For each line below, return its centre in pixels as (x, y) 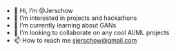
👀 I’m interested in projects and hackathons (75, 18)
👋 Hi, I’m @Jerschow (43, 11)
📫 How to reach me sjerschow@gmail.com (75, 40)
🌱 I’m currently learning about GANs (65, 25)
